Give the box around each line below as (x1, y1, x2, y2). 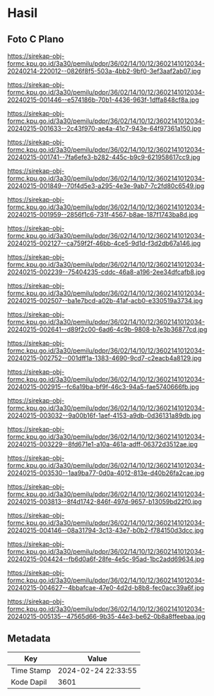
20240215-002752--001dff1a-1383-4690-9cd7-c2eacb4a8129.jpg (7, 354, 202, 362)
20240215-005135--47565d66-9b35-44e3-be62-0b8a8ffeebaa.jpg (7, 613, 206, 620)
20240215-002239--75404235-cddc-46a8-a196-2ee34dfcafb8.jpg (7, 268, 206, 276)
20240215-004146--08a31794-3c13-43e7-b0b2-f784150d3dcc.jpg (7, 526, 204, 534)
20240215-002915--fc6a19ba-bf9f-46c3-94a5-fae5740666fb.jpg (7, 383, 199, 391)
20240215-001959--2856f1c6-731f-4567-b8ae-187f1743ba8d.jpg (7, 211, 198, 218)
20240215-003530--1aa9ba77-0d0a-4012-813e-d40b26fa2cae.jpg (7, 468, 205, 477)
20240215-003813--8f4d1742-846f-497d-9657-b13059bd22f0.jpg (7, 497, 203, 506)
